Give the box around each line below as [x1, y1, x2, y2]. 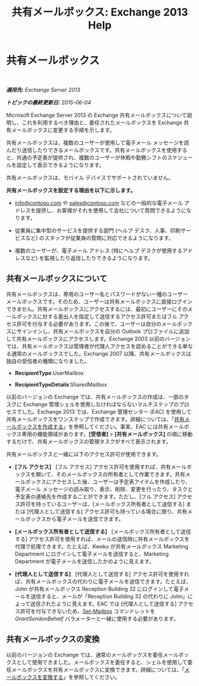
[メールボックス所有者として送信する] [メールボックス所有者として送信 [14, 528, 191, 535]
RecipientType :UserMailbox [14, 369, 84, 376]
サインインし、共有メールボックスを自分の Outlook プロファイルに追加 [16, 328, 189, 335]
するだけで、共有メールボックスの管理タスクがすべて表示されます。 [6, 438, 172, 445]
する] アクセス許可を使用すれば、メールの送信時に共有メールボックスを [14, 535, 190, 542]
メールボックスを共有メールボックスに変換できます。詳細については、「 [11, 666, 185, 673]
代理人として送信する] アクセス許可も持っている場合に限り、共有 [29, 507, 188, 515]
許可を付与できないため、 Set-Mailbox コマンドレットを [20, 607, 156, 615]
